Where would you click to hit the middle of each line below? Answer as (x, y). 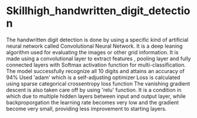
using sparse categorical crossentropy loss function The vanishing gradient (98, 83)
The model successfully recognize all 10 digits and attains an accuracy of (96, 71)
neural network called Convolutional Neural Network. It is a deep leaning (94, 46)
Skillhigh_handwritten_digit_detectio (98, 11)
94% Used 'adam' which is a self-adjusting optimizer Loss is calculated (93, 77)
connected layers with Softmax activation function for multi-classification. (96, 65)
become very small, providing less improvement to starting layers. (86, 109)
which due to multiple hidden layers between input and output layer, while (96, 96)
